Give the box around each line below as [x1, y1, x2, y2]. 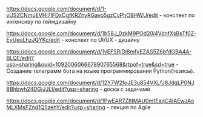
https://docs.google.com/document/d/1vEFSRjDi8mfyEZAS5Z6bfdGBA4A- [6, 48, 192, 55]
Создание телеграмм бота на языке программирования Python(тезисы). [6, 67, 195, 75]
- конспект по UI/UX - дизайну [61, 36, 140, 43]
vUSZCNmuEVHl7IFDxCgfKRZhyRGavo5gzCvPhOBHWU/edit [6, 12, 159, 19]
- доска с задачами [99, 85, 150, 93]
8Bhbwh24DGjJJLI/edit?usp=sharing [6, 85, 99, 93]
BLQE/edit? [6, 55, 35, 61]
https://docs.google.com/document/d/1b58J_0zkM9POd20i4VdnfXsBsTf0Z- [6, 30, 197, 37]
